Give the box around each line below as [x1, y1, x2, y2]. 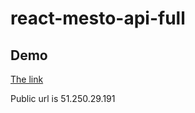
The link [10, 73, 44, 85]
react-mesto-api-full [10, 7, 186, 30]
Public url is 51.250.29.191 [10, 93, 116, 104]
